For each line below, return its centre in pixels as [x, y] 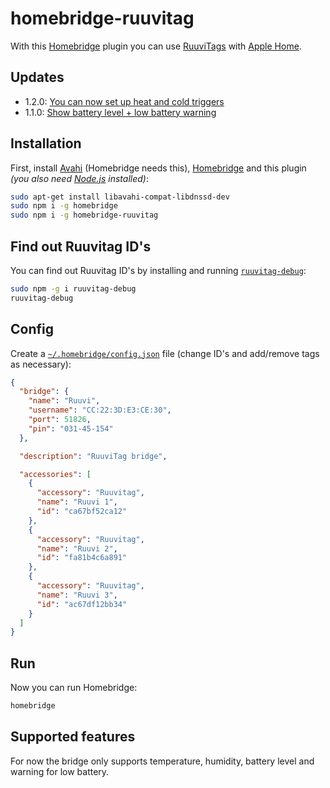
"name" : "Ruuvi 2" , [77, 548]
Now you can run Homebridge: [74, 688]
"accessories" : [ [55, 474]
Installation [46, 143]
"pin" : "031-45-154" [71, 428]
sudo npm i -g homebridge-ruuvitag [84, 215]
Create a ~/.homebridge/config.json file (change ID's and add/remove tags [165, 353]
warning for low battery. [60, 771]
